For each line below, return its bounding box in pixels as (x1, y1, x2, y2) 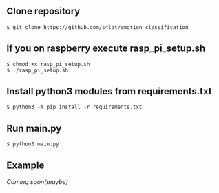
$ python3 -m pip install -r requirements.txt (6, 103, 143, 111)
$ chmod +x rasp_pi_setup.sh (6, 61, 90, 68)
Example (6, 159, 45, 171)
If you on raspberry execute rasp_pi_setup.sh (6, 43, 206, 54)
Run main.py (6, 122, 62, 134)
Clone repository (6, 6, 81, 17)
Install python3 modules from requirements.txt (6, 85, 212, 97)
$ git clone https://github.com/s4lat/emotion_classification (6, 23, 189, 30)
